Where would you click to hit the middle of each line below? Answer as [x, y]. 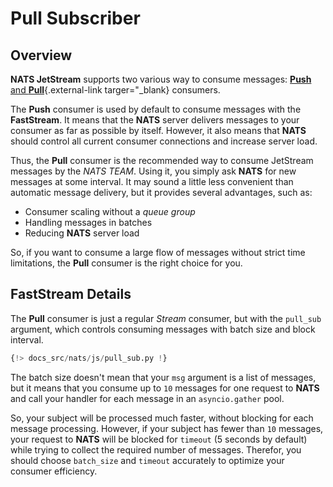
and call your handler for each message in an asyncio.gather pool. [147, 398]
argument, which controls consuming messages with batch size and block [163, 329]
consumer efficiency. [54, 471]
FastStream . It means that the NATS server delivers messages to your [155, 120]
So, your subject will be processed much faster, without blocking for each [162, 418]
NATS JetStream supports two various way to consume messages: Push [161, 79]
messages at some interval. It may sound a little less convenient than [152, 181]
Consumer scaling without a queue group [110, 211]
